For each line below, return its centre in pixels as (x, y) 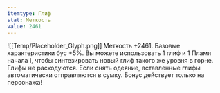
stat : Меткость (29, 20)
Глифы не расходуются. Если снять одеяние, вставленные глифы (104, 68)
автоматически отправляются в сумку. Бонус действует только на (106, 75)
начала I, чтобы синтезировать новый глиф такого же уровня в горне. (110, 61)
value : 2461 (24, 26)
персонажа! (25, 83)
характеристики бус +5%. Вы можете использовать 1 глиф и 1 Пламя (109, 53)
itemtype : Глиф (29, 13)
